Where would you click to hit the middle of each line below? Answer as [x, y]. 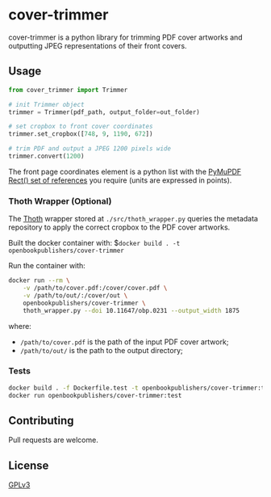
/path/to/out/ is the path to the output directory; [101, 350]
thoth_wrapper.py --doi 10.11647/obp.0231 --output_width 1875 [131, 310]
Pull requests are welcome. [53, 440]
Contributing [41, 421]
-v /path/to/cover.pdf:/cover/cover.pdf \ [95, 289]
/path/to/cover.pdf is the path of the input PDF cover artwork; [124, 342]
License [29, 465]
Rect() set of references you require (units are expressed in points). [120, 180]
